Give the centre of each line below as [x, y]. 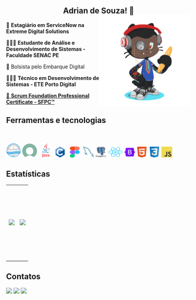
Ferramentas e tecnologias [56, 120]
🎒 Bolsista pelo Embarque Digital [45, 66]
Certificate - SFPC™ [30, 102]
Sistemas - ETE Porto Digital [41, 84]
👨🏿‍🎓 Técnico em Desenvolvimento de [53, 78]
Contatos [23, 277]
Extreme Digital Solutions [38, 31]
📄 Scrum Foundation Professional [48, 95]
